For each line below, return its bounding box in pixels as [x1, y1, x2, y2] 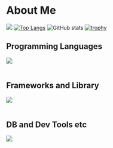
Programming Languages [6, 41, 103, 51]
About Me [6, 4, 56, 17]
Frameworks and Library [6, 81, 100, 91]
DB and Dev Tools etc [6, 119, 87, 129]
